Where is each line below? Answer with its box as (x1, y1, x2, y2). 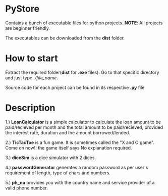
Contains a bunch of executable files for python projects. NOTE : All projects (5, 20, 163, 26)
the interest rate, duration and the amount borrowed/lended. (5, 129, 130, 135)
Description (5, 102, 55, 114)
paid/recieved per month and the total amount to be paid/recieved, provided (5, 124, 163, 130)
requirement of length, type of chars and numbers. (5, 170, 111, 176)
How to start (5, 53, 58, 64)
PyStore (5, 3, 39, 15)
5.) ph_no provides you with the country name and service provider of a (5, 179, 155, 185)
